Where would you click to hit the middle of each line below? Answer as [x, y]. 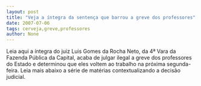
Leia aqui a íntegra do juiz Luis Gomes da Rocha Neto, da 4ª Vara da [91, 51]
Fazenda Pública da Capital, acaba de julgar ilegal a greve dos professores [99, 58]
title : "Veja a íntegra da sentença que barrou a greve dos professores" [101, 17]
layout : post [23, 12]
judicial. [16, 77]
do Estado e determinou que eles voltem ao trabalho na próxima [86, 64]
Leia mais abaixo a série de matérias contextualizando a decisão [101, 70]
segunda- [179, 64]
